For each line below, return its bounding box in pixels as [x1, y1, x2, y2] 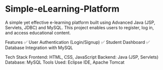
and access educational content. [5, 30, 71, 35]
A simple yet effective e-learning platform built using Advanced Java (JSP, [5, 19, 156, 25]
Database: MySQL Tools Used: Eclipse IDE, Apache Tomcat [5, 59, 125, 65]
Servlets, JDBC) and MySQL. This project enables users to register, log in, [5, 24, 154, 30]
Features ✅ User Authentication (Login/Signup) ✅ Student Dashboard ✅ [5, 39, 150, 45]
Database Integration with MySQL [5, 45, 73, 51]
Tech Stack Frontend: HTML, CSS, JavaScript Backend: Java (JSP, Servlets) [5, 54, 159, 60]
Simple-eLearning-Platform [5, 3, 120, 15]
